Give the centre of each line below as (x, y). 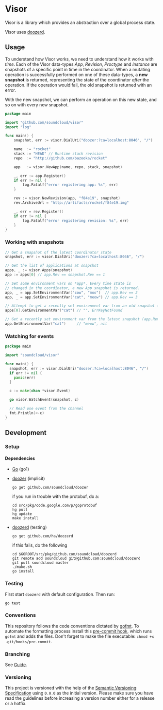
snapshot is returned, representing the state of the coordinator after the (77, 79)
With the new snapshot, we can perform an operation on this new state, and (81, 99)
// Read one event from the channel (46, 409)
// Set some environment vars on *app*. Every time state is (68, 283)
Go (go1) (20, 469)
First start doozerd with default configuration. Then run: (60, 594)
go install (23, 572)
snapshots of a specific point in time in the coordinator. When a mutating (78, 69)
